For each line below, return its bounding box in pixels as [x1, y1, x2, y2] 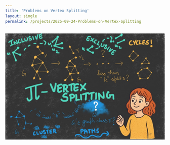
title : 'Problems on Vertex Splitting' [5, 8, 90, 13]
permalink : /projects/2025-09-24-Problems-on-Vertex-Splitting [5, 19, 142, 24]
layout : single [5, 13, 37, 19]
